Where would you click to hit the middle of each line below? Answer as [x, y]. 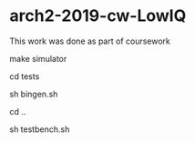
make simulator [38, 58]
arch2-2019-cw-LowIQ [98, 16]
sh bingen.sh [34, 94]
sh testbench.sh [40, 129]
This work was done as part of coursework [90, 41]
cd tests [25, 76]
